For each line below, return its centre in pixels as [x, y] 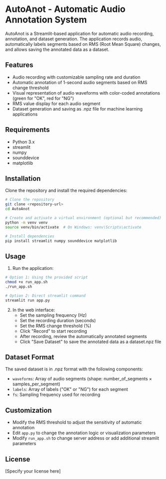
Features [19, 65]
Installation [23, 179]
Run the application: [33, 268]
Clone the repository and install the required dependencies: [66, 191]
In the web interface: [34, 310]
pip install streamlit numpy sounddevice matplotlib [61, 241]
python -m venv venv [27, 223]
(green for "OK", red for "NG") [43, 98]
